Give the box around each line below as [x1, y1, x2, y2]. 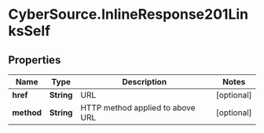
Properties [8, 53, 61, 66]
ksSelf [8, 22, 51, 40]
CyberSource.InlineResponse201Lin [8, 5, 249, 23]
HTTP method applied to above [80, 102, 196, 113]
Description [121, 77, 167, 87]
